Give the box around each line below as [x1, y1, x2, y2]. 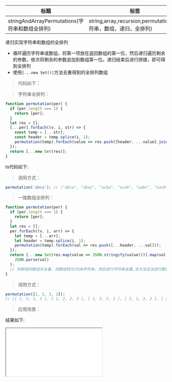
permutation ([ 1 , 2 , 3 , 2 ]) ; [5, 291, 66, 296]
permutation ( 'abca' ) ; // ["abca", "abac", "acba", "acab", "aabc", [5, 184, 153, 190]
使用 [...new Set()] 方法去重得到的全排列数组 [12, 69, 109, 75]
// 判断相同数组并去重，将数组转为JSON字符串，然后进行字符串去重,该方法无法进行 [10, 266, 162, 272]
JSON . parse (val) [14, 257, 50, 262]
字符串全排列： [17, 91, 50, 97]
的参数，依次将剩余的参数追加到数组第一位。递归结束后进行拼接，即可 [12, 56, 161, 62]
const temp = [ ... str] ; [14, 130, 66, 135]
